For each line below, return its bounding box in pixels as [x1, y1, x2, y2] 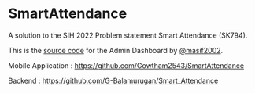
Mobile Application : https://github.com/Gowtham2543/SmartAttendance [8, 60, 245, 70]
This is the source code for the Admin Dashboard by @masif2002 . [8, 45, 224, 55]
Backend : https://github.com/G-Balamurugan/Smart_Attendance [8, 76, 219, 85]
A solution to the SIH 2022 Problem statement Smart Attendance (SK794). [8, 30, 248, 40]
